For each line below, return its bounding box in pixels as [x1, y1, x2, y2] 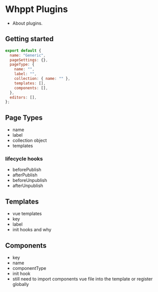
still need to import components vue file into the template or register [12, 275, 153, 282]
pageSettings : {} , [9, 57, 48, 62]
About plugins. [12, 20, 43, 26]
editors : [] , [9, 94, 37, 100]
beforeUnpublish [12, 177, 47, 183]
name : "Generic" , [9, 53, 46, 58]
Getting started [5, 35, 54, 43]
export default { [5, 48, 41, 53]
